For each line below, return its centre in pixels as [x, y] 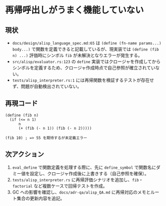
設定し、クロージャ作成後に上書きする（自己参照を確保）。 [89, 173]
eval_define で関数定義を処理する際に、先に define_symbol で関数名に [84, 167]
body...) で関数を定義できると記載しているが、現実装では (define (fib [85, 49]
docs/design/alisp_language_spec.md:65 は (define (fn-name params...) [87, 43]
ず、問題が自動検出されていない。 [47, 86]
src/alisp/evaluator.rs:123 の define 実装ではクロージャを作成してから [86, 62]
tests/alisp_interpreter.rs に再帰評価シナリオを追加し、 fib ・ [78, 180]
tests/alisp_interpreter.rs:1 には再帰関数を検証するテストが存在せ [83, 80]
